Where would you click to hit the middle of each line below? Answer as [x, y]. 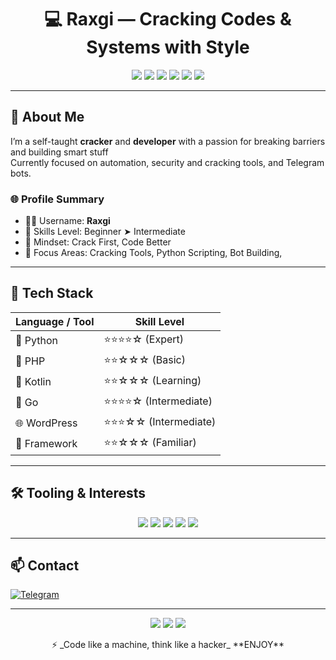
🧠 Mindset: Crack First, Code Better [98, 242]
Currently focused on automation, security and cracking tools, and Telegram [167, 162]
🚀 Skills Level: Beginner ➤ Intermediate [105, 232]
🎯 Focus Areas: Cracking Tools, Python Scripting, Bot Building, [153, 253]
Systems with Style [168, 47]
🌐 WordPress [46, 423]
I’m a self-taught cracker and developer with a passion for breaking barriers [168, 141]
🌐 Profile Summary [57, 199]
